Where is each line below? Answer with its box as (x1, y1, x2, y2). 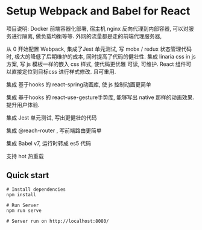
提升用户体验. (6, 101, 40, 108)
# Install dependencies (6, 186, 66, 193)
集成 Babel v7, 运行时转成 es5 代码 (6, 139, 92, 147)
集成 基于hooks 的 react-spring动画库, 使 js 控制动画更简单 (6, 80, 152, 88)
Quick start (6, 170, 49, 180)
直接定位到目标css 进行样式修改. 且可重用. (11, 68, 116, 75)
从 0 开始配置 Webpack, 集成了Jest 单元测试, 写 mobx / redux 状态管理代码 (6, 45, 192, 53)
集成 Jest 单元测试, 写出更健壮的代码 (6, 113, 97, 121)
